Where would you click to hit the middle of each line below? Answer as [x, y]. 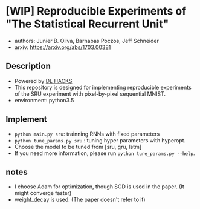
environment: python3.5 [44, 100]
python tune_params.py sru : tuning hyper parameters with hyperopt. [100, 140]
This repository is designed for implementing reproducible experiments [103, 87]
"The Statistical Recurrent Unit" [87, 24]
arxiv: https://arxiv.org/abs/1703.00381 [63, 47]
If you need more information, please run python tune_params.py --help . [105, 153]
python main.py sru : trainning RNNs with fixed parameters [87, 134]
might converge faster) [43, 193]
